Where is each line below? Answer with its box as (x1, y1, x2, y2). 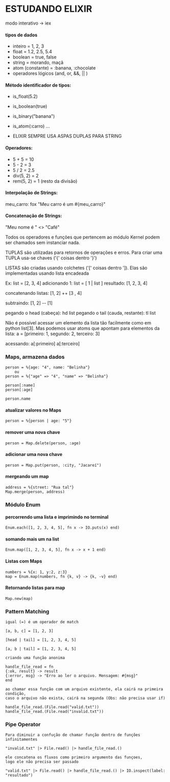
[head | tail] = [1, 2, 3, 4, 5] (5, 638, 77, 643)
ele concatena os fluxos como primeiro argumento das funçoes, (5, 755, 143, 760)
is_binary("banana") (12, 113, 55, 119)
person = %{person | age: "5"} (5, 418, 72, 424)
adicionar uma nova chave (5, 451, 63, 458)
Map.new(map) (5, 596, 33, 601)
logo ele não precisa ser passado (5, 759, 79, 765)
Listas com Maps (5, 558, 42, 564)
